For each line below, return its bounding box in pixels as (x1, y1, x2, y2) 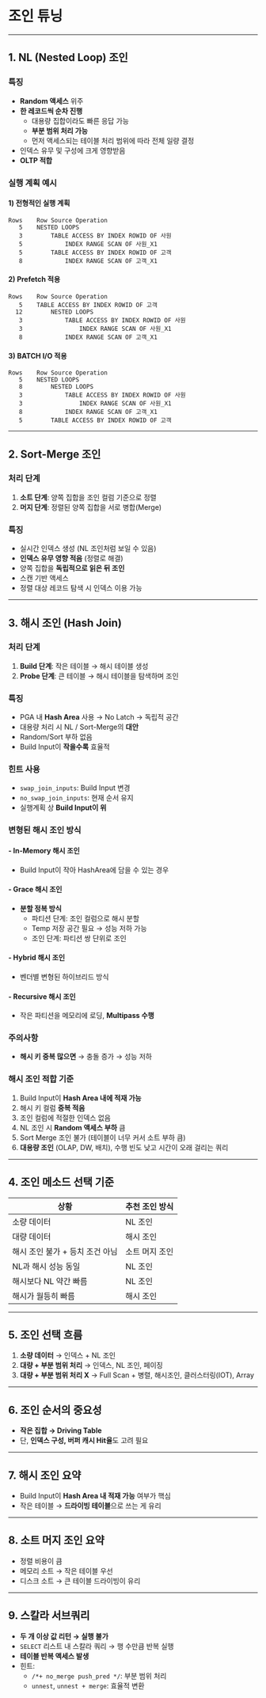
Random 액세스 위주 (19, 96, 84, 105)
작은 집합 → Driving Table (19, 1426, 102, 1435)
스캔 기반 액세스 (19, 573, 69, 583)
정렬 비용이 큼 (19, 1556, 63, 1566)
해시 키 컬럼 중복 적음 (19, 1103, 85, 1112)
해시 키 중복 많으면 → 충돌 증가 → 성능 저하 (19, 1052, 153, 1062)
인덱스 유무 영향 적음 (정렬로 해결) (19, 553, 124, 563)
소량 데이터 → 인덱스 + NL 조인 (19, 1350, 116, 1360)
